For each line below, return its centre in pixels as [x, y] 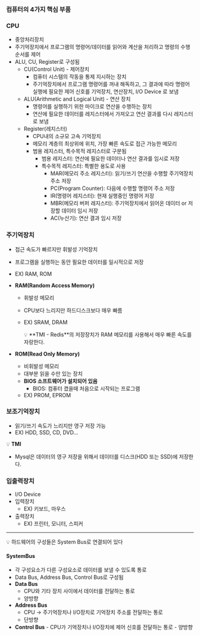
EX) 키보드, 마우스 [45, 509]
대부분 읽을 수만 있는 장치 [53, 373]
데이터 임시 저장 [80, 211]
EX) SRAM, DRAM [46, 322]
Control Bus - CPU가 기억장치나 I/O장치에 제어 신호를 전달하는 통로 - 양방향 [104, 627]
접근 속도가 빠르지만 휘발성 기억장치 [56, 249]
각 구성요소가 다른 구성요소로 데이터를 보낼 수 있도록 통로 [81, 570]
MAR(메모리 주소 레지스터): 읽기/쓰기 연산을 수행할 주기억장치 [122, 173]
